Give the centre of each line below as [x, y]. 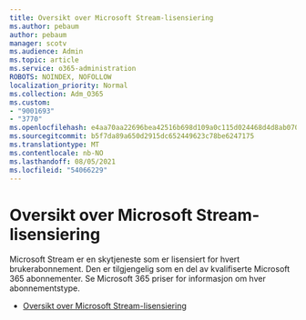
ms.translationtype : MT [55, 145]
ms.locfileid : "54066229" [58, 170]
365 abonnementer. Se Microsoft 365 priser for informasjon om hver [138, 279]
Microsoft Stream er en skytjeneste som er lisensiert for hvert [125, 259]
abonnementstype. [45, 288]
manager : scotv [38, 43]
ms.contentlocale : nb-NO [56, 153]
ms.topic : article [44, 60]
